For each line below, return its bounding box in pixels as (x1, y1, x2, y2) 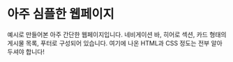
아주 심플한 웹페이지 (7, 6, 115, 22)
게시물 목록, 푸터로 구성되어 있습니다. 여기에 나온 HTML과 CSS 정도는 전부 (7, 39, 210, 47)
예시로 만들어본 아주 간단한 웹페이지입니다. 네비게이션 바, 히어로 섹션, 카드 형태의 (7, 30, 227, 39)
